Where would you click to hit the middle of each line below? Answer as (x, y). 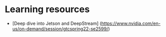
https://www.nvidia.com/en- (131, 23)
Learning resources (47, 9)
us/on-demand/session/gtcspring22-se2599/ (60, 28)
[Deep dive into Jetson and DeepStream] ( (57, 23)
